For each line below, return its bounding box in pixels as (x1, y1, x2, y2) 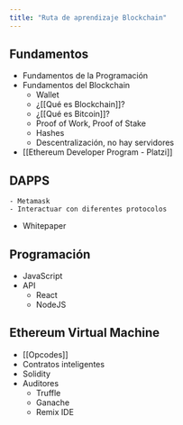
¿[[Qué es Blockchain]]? (35, 99, 126, 110)
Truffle (35, 387, 61, 398)
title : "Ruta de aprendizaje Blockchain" (9, 13, 168, 23)
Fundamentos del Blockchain (22, 80, 131, 91)
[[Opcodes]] (22, 348, 69, 360)
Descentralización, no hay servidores (35, 137, 174, 149)
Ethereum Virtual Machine (9, 325, 160, 340)
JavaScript (22, 271, 63, 282)
